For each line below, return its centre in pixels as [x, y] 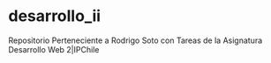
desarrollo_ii [55, 16]
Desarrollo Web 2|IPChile [54, 49]
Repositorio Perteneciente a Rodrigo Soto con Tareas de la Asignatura [135, 40]
